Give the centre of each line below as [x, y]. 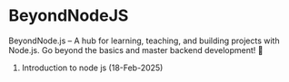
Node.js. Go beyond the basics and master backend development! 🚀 [136, 50]
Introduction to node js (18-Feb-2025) [92, 68]
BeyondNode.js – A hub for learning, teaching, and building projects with [144, 41]
